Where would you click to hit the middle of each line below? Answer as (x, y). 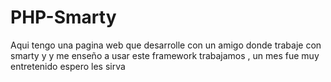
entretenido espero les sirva (68, 66)
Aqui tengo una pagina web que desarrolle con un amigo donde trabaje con (166, 45)
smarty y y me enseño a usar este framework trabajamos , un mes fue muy (165, 55)
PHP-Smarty (63, 17)
